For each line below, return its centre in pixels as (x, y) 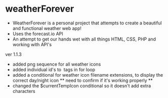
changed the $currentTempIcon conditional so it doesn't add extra (82, 86)
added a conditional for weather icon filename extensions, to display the (88, 75)
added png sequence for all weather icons (57, 64)
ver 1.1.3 (13, 54)
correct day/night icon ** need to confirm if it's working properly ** (83, 80)
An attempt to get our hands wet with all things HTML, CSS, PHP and (84, 39)
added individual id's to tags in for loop (54, 70)
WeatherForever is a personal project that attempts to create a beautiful (87, 23)
